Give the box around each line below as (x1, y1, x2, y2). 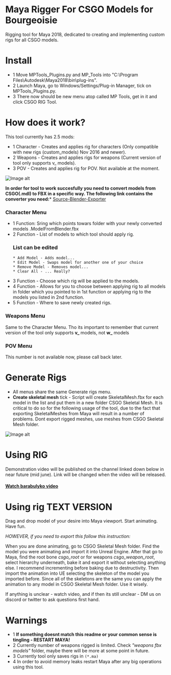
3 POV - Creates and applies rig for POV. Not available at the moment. (12, 165, 160, 171)
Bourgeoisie (5, 14, 58, 26)
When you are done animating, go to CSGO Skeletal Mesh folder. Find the (5, 543, 160, 549)
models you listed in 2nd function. (12, 294, 84, 300)
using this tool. (12, 664, 44, 670)
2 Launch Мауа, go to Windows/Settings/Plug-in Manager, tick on (12, 82, 152, 88)
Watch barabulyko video (5, 483, 59, 489)
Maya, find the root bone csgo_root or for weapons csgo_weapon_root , (5, 554, 155, 560)
